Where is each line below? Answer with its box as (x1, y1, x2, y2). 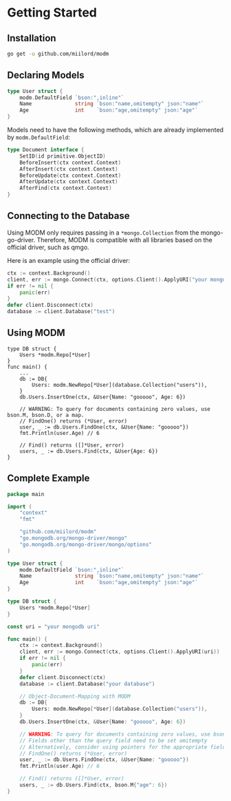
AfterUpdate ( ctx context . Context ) (19, 178, 118, 185)
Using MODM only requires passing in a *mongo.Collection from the (7, 228, 199, 237)
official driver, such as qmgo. (7, 243, 89, 251)
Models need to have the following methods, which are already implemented (7, 126, 224, 134)
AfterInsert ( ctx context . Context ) (19, 165, 118, 173)
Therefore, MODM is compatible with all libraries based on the (36, 235, 213, 244)
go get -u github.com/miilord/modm (7, 50, 109, 57)
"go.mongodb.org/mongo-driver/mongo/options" (19, 541, 153, 548)
